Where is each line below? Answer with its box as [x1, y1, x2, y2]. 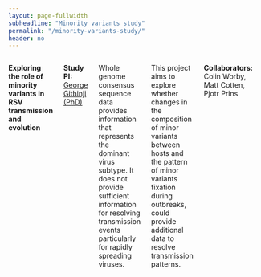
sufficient [98, 191, 130, 201]
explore [151, 80, 177, 90]
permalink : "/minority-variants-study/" [8, 26, 146, 35]
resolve [151, 242, 176, 252]
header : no [8, 34, 45, 43]
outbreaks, [151, 200, 187, 210]
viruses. [98, 259, 125, 269]
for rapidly [98, 242, 133, 252]
